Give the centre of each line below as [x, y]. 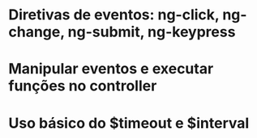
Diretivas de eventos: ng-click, [114, 15]
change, [36, 32]
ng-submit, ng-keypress [152, 32]
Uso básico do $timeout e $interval [129, 123]
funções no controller [83, 86]
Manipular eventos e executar [111, 69]
